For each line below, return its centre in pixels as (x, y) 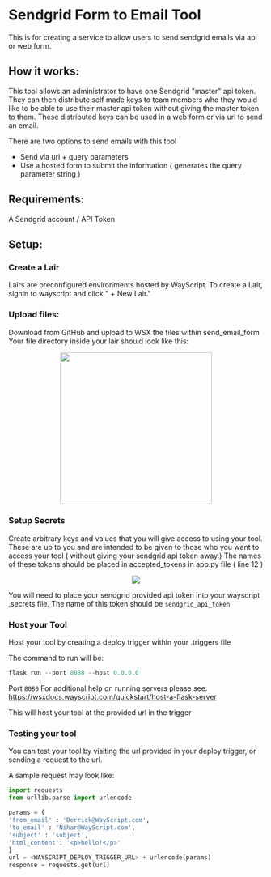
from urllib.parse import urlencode (70, 798)
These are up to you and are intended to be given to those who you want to (134, 547)
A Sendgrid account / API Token (62, 219)
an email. (23, 125)
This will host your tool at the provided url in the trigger (100, 713)
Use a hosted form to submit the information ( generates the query (131, 165)
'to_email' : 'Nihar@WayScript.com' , (72, 828)
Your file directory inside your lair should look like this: (99, 341)
